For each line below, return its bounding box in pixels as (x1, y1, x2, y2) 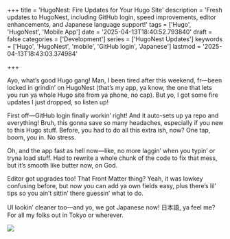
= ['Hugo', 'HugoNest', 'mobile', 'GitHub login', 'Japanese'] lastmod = (7, 43, 201, 50)
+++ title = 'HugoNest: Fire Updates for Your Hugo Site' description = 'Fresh (7, 6, 223, 14)
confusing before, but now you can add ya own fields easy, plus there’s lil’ (7, 182, 216, 190)
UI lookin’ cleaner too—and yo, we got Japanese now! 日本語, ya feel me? (7, 203, 216, 212)
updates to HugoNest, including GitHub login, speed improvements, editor (7, 13, 216, 21)
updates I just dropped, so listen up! (7, 98, 108, 106)
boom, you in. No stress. (7, 133, 77, 141)
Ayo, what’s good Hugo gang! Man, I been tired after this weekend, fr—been (7, 76, 222, 84)
